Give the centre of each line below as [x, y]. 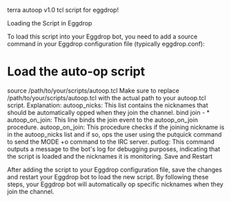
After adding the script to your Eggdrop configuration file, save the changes [115, 169]
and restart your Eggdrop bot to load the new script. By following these [108, 177]
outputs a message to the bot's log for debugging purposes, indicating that [114, 149]
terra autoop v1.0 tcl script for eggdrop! [63, 10]
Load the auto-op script [76, 72]
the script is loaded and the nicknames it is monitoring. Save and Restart [110, 156]
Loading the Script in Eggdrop [50, 23]
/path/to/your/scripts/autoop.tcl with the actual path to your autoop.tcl [107, 98]
